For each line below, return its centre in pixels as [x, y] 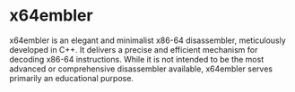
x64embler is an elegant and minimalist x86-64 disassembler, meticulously [148, 40]
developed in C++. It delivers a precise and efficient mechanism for [134, 49]
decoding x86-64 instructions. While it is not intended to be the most [137, 59]
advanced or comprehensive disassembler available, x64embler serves [141, 69]
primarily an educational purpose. [72, 78]
